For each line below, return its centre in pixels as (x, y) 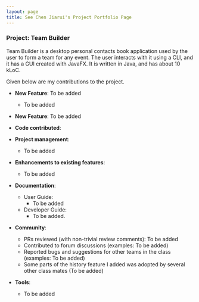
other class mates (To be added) (64, 270)
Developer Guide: (45, 210)
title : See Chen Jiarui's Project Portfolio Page (69, 17)
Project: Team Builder (38, 38)
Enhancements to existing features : (60, 162)
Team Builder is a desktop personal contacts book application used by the (97, 51)
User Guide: (38, 197)
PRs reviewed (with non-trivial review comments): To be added (101, 239)
